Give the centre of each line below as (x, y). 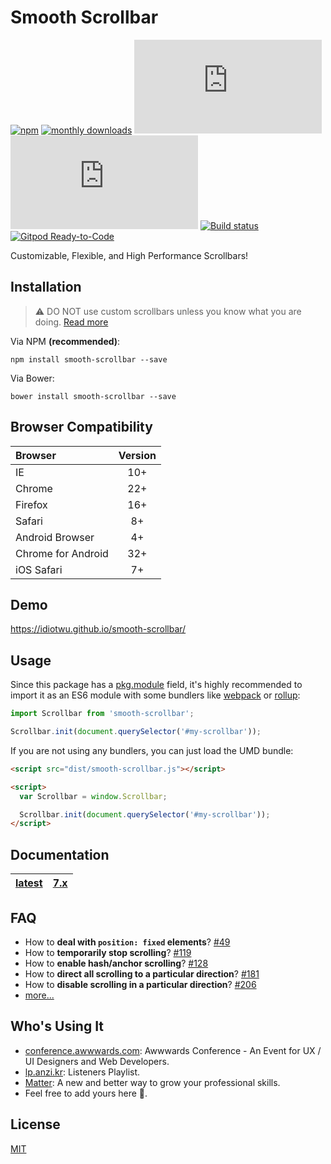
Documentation (60, 854)
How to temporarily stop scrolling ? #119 (108, 952)
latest (29, 883)
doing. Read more (71, 322)
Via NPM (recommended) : (65, 341)
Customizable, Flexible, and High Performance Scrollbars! (129, 255)
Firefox (31, 504)
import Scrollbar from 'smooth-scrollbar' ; (102, 714)
